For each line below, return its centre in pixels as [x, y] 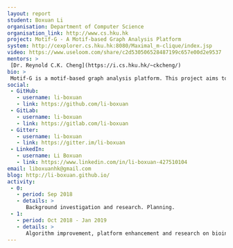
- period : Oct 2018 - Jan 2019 [62, 220]
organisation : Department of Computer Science [76, 26]
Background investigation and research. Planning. [100, 208]
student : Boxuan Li [35, 20]
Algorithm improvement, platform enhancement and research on [117, 233]
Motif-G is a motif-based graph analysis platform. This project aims [114, 78]
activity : [21, 181]
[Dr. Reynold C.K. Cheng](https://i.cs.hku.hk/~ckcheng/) [96, 65]
